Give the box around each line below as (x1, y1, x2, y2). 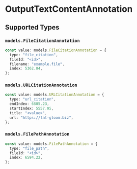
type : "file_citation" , (9, 52, 58, 57)
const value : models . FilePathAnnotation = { (5, 141, 98, 146)
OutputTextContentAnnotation (5, 3, 133, 15)
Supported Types (5, 23, 60, 32)
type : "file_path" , (9, 146, 50, 151)
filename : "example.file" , (9, 62, 65, 67)
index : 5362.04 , (9, 66, 43, 71)
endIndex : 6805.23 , (9, 101, 50, 106)
